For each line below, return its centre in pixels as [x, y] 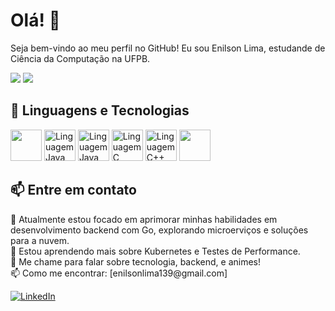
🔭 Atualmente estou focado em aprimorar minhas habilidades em [144, 219]
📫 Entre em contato [73, 190]
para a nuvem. [40, 240]
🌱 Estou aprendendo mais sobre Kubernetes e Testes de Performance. [155, 251]
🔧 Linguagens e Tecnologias [100, 110]
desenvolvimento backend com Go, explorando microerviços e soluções [159, 230]
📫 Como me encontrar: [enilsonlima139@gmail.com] [119, 273]
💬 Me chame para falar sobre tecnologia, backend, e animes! [136, 261]
